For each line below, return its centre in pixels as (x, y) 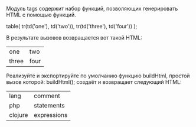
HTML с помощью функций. (41, 15)
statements (49, 105)
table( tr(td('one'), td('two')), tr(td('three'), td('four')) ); (72, 26)
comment (47, 96)
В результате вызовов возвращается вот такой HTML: (74, 38)
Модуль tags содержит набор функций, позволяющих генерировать (92, 9)
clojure (19, 115)
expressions (51, 115)
